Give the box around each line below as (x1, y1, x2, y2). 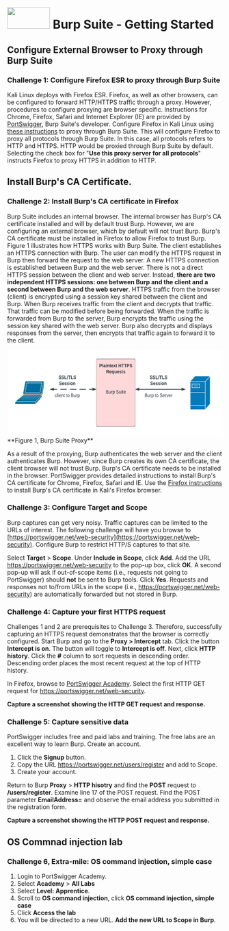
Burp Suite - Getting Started (52, 17, 214, 32)
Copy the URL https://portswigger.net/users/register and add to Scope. (16, 760, 217, 769)
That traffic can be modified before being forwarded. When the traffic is (7, 307, 210, 315)
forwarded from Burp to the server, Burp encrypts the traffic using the (7, 314, 204, 322)
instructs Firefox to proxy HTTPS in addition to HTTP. (7, 156, 157, 164)
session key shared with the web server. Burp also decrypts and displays (7, 321, 213, 330)
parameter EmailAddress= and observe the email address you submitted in (7, 795, 220, 804)
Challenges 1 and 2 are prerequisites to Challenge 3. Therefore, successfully (7, 623, 222, 631)
